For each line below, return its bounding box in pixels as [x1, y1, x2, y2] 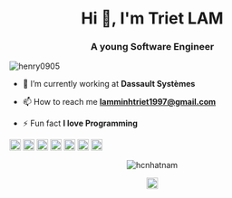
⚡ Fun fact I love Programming [22, 118, 139, 129]
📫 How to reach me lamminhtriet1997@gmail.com [22, 97, 217, 108]
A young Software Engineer [90, 41, 215, 53]
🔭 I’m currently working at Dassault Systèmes [22, 79, 196, 90]
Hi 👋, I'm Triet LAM [81, 8, 224, 29]
